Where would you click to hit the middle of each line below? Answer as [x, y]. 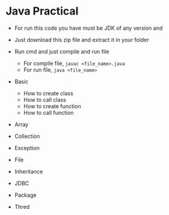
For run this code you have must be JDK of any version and [88, 28]
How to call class [45, 100]
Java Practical [42, 11]
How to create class [48, 93]
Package [25, 195]
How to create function [52, 106]
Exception [27, 148]
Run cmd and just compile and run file [62, 51]
